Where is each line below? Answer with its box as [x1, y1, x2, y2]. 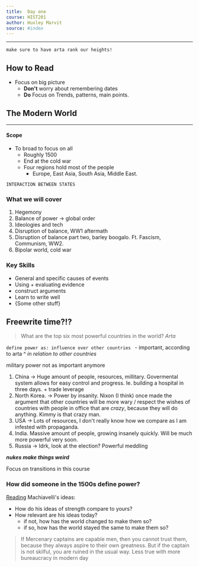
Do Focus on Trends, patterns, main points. [23, 91, 129, 98]
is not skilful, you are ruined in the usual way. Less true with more [20, 548, 181, 555]
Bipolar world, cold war [14, 246, 72, 253]
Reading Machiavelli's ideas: [6, 494, 76, 501]
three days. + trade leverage [14, 386, 84, 393]
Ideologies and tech [14, 221, 63, 228]
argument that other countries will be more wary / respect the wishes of [14, 398, 191, 405]
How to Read [6, 63, 54, 73]
